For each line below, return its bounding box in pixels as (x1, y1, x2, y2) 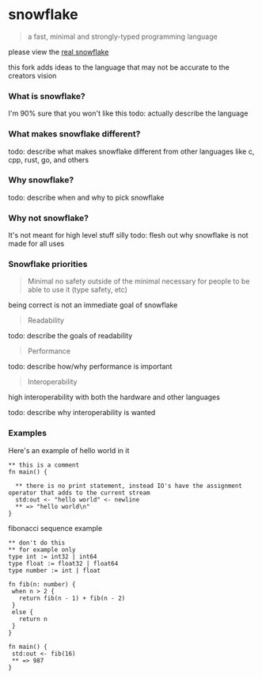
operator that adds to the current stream (8, 489, 150, 497)
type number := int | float (8, 566, 101, 574)
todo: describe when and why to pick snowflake (8, 193, 165, 202)
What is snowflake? (8, 90, 85, 101)
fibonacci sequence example (8, 523, 103, 532)
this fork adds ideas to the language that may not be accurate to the (8, 62, 230, 72)
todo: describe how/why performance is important (8, 362, 173, 372)
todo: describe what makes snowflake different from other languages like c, (8, 147, 255, 156)
